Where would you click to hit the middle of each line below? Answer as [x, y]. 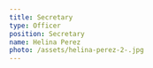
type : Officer [35, 26]
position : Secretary [47, 34]
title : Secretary [41, 17]
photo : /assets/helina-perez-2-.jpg [76, 50]
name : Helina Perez [45, 42]
